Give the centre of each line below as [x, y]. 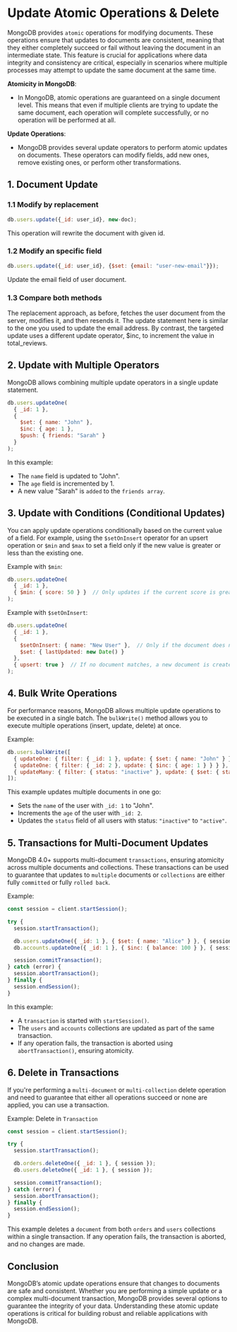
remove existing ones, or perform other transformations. [99, 162]
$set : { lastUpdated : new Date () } [72, 652]
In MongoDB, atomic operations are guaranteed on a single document [119, 98]
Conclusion [33, 1266]
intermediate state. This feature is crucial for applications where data [107, 55]
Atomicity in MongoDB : [42, 83]
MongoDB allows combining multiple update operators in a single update [113, 382]
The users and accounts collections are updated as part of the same [116, 1028]
